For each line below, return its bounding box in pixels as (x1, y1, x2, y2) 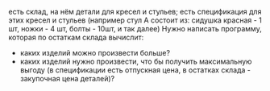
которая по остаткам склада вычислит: (8, 32, 144, 42)
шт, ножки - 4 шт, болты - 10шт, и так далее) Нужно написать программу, (8, 24, 262, 33)
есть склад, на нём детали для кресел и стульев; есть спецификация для (8, 7, 262, 16)
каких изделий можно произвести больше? (19, 48, 171, 57)
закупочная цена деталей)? (19, 74, 115, 83)
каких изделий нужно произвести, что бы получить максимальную (19, 56, 252, 66)
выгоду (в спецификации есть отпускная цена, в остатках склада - (19, 65, 251, 75)
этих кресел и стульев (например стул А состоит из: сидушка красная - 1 (8, 15, 262, 25)
